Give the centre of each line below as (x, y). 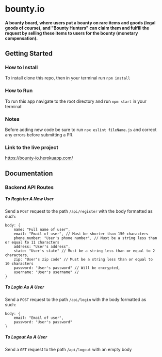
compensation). (21, 38)
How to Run (19, 91)
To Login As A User (25, 287)
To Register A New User (29, 199)
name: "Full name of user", (42, 229)
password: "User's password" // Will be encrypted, (67, 268)
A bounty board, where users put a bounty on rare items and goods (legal (81, 22)
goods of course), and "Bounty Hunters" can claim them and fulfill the (77, 28)
